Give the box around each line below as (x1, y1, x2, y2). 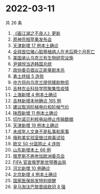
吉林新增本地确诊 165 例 (12, 98, 62, 104)
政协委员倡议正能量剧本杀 (12, 67, 65, 73)
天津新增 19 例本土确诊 (12, 122, 59, 128)
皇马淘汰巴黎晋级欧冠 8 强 (12, 184, 66, 190)
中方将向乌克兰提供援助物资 (12, 79, 69, 85)
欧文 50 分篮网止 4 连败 (12, 140, 61, 146)
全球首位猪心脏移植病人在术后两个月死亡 (12, 49, 95, 55)
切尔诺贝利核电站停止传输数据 (12, 116, 73, 122)
